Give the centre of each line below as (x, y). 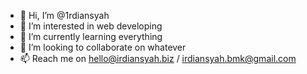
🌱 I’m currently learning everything (91, 36)
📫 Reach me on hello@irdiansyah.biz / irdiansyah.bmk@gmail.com (158, 58)
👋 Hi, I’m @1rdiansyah (64, 15)
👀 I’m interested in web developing (91, 26)
